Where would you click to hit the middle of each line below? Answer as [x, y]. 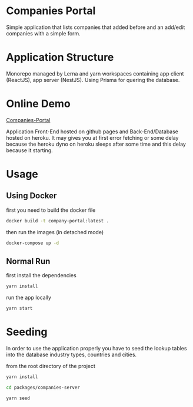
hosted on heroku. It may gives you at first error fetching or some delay [92, 137]
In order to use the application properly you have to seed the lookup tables [96, 349]
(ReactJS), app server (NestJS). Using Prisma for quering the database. [93, 80]
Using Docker [31, 196]
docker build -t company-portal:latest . [58, 221]
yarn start [19, 308]
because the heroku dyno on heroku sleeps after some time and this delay [96, 144]
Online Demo [38, 104]
